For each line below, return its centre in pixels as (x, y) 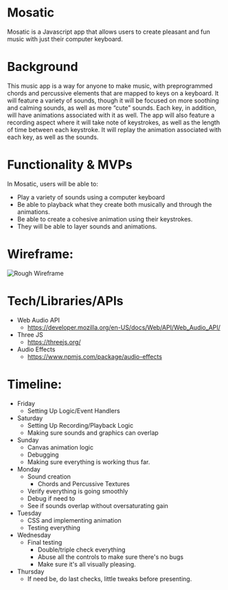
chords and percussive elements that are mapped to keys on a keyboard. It (113, 93)
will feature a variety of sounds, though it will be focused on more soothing (113, 100)
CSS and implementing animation (74, 520)
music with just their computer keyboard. (65, 39)
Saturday (30, 418)
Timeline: (35, 384)
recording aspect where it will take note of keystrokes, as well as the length (114, 122)
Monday (29, 469)
